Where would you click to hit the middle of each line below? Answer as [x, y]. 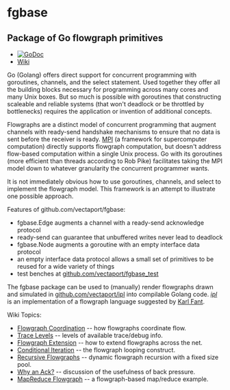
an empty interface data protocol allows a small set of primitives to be [115, 259]
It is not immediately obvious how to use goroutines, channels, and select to [114, 182]
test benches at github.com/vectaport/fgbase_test [88, 273]
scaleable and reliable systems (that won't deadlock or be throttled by [105, 104]
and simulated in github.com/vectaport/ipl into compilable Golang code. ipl [112, 294]
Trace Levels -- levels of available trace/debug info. [90, 335]
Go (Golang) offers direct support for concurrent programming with [102, 75]
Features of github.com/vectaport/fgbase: [66, 209]
